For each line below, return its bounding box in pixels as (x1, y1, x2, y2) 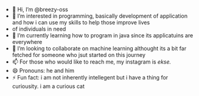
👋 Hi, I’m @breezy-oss (12, 6, 68, 13)
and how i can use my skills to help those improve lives (12, 19, 150, 26)
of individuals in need (12, 25, 66, 32)
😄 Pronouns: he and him (12, 67, 75, 74)
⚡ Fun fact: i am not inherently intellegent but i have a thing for (12, 74, 169, 81)
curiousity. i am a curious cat (12, 83, 85, 90)
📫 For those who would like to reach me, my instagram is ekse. (12, 58, 172, 65)
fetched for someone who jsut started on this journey (12, 51, 146, 58)
